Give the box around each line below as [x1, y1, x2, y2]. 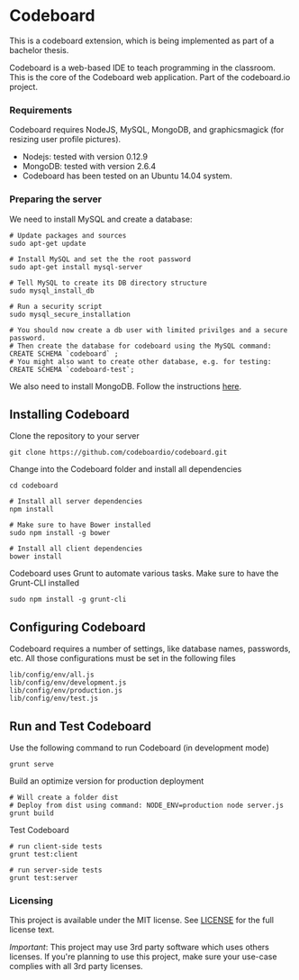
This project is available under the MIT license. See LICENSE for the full [9, 915, 275, 926]
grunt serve [9, 759, 54, 768]
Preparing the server [9, 193, 102, 205]
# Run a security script [9, 302, 103, 311]
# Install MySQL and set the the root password [9, 254, 192, 264]
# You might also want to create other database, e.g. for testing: [9, 357, 272, 366]
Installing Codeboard [9, 406, 131, 422]
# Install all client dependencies [9, 544, 143, 554]
